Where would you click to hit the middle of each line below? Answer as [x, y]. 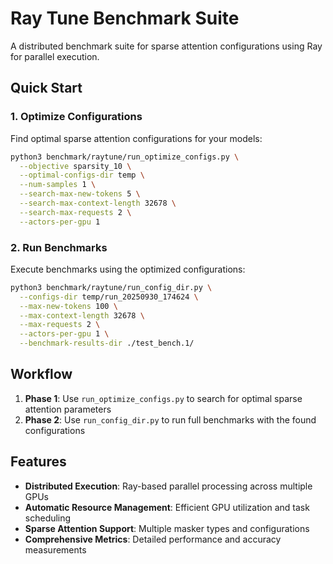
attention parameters [68, 409]
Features [38, 462]
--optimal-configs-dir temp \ [82, 175]
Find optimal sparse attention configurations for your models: [136, 138]
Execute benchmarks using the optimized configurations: [128, 269]
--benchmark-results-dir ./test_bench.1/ [107, 343]
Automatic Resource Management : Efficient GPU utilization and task [167, 507]
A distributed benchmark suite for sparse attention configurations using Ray [166, 46]
